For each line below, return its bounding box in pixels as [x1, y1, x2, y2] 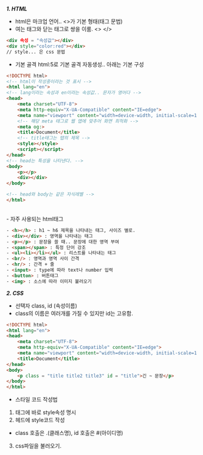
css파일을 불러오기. [15, 442, 62, 450]
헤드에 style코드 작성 [15, 417, 65, 424]
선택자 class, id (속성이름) [15, 302, 78, 309]
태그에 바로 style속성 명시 [15, 409, 77, 416]
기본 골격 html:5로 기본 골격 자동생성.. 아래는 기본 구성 [15, 60, 144, 68]
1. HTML [6, 5, 27, 12]
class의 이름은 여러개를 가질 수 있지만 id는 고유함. [15, 309, 134, 317]
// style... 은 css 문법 [6, 49, 66, 55]
